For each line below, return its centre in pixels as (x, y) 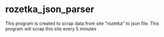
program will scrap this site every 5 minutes (51, 28)
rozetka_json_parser (50, 9)
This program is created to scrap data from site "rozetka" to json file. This (82, 23)
